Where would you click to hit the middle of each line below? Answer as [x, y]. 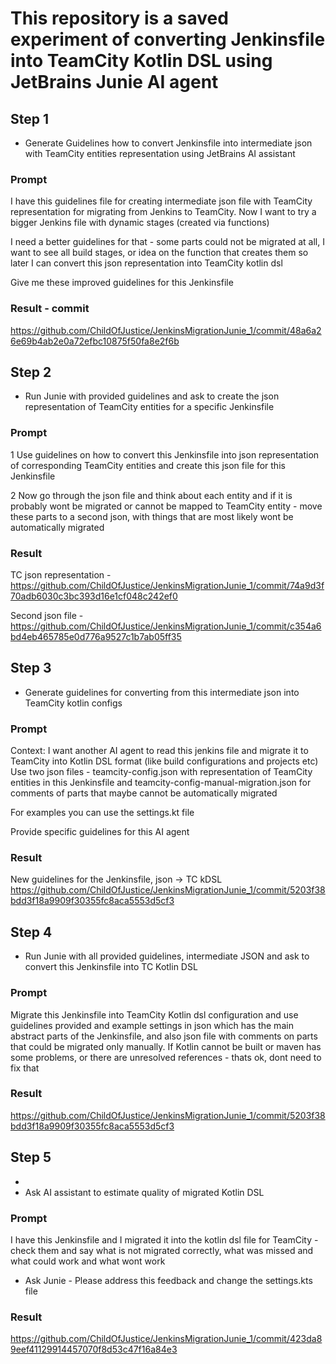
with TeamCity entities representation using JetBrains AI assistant [160, 153]
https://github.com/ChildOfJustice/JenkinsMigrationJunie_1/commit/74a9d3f [167, 585]
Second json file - [47, 615]
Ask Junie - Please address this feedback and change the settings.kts [168, 1280]
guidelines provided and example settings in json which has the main [152, 1025]
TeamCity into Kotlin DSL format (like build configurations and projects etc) [164, 761]
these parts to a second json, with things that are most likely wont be [152, 516]
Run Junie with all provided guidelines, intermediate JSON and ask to [167, 956]
